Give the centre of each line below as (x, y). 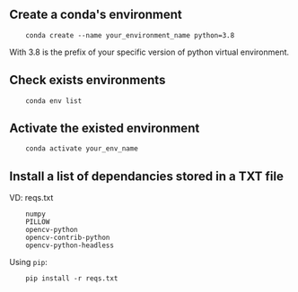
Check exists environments (88, 80)
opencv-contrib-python (68, 238)
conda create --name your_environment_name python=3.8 (130, 35)
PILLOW (38, 222)
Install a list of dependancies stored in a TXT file (147, 176)
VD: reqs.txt (31, 198)
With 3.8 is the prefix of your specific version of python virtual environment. (149, 52)
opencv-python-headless (70, 245)
